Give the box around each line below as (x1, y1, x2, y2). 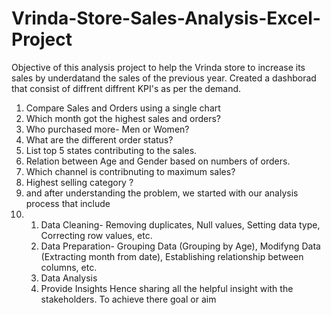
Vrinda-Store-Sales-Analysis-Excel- (11, 7, 321, 30)
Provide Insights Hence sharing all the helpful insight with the (40, 282, 294, 294)
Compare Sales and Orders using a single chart (25, 102, 221, 114)
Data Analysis (40, 272, 98, 284)
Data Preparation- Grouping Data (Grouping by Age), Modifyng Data (40, 240, 321, 252)
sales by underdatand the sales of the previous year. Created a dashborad (11, 72, 317, 84)
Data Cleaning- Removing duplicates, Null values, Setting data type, (40, 218, 321, 231)
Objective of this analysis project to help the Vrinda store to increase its (11, 61, 306, 73)
